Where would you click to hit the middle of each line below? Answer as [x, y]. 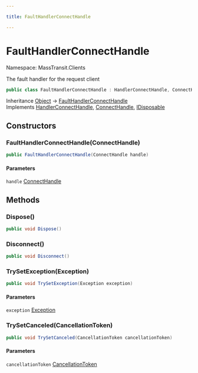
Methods [23, 200]
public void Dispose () [34, 229]
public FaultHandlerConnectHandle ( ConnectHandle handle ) [77, 155]
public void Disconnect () [38, 256]
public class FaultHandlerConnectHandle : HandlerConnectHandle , [88, 90]
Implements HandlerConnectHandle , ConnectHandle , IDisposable [85, 107]
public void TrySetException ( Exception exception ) [70, 284]
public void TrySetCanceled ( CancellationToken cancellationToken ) [89, 338]
